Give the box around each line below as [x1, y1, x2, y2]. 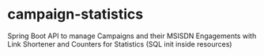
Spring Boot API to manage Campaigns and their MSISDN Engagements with [7, 31, 257, 40]
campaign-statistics [7, 5, 144, 23]
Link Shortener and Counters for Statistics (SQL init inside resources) [7, 39, 232, 48]
